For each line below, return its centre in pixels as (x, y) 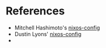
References (35, 11)
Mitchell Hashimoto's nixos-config (57, 28)
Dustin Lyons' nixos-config (48, 34)
